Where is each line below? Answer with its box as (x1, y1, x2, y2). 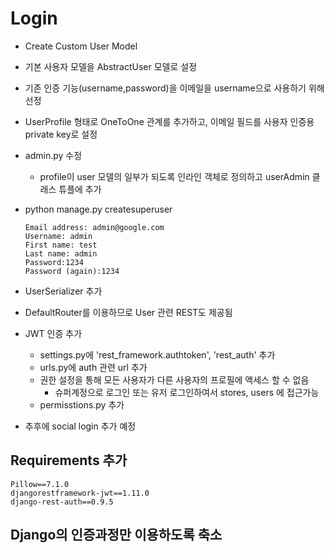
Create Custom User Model (24, 40, 138, 52)
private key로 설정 (24, 128, 98, 140)
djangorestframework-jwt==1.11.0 (10, 488, 150, 498)
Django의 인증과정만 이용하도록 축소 (10, 527, 223, 544)
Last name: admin (24, 248, 98, 259)
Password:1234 (24, 257, 84, 267)
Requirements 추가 (10, 452, 128, 469)
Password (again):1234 (24, 266, 120, 276)
